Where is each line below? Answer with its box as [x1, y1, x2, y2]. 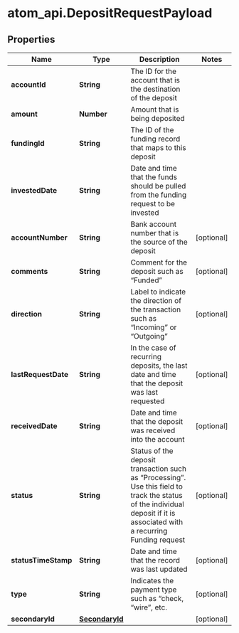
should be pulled [130, 181, 186, 191]
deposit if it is [130, 509, 176, 518]
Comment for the [130, 257, 187, 267]
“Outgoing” [130, 331, 169, 341]
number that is [130, 228, 179, 238]
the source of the [130, 237, 188, 247]
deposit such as [130, 267, 184, 276]
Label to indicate [130, 287, 186, 297]
